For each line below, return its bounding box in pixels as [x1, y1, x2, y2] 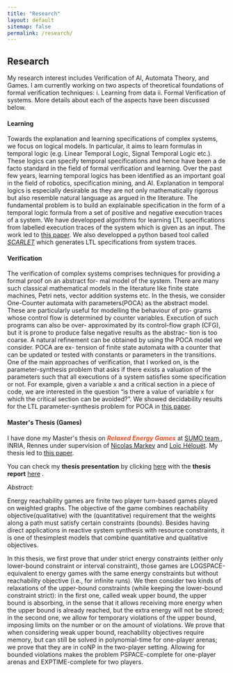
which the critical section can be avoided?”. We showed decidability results [7, 395, 223, 403]
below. [7, 104, 26, 112]
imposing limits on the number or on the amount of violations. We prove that [7, 620, 225, 629]
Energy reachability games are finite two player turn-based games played [7, 496, 218, 505]
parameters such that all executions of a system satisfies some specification [7, 373, 226, 381]
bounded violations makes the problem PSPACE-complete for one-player [7, 650, 216, 658]
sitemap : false [7, 23, 51, 30]
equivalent [7, 569, 38, 577]
